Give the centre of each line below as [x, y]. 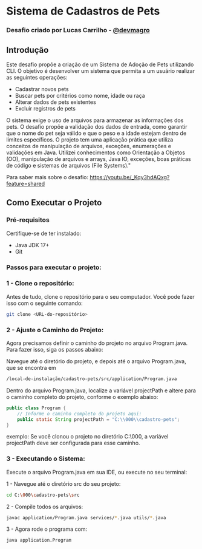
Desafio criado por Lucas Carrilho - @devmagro [78, 30]
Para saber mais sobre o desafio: [47, 177]
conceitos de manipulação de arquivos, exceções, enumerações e [89, 146]
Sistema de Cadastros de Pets [83, 11]
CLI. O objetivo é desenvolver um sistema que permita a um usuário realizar [101, 70]
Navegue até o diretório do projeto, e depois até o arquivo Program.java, [96, 361]
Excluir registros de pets [45, 108]
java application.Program [39, 540]
